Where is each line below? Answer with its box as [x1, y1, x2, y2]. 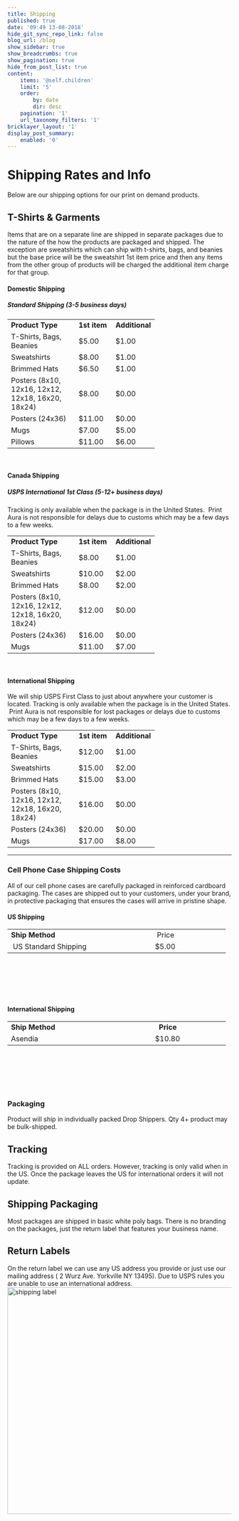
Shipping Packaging [7, 1198, 98, 1210]
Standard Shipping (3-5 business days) [7, 301, 127, 309]
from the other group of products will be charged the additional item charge [7, 261, 229, 269]
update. [7, 1177, 30, 1186]
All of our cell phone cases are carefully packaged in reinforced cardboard [7, 881, 226, 890]
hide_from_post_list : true [7, 63, 87, 71]
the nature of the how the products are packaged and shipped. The [7, 238, 205, 246]
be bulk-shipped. [7, 1123, 58, 1131]
